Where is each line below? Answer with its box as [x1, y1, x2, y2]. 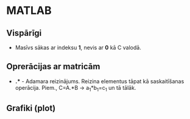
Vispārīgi [6, 28, 42, 38]
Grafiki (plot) [6, 103, 56, 113]
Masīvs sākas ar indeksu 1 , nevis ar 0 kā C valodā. [15, 44, 141, 51]
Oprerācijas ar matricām [6, 61, 100, 72]
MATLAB [6, 4, 52, 18]
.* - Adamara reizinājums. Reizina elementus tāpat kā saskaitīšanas [15, 77, 185, 85]
